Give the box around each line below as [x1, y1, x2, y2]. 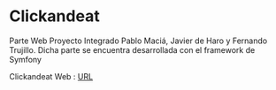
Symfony [9, 54, 42, 64]
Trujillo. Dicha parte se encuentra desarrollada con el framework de [9, 44, 256, 55]
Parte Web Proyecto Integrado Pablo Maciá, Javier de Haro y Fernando [9, 35, 268, 46]
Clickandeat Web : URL [9, 71, 94, 81]
